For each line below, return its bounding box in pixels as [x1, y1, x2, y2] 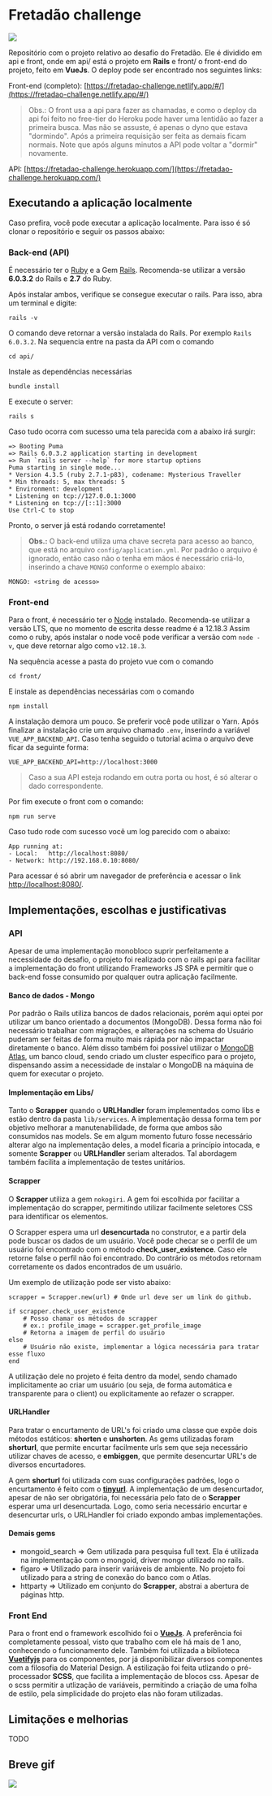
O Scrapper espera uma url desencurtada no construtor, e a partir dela [8, 1227, 247, 1236]
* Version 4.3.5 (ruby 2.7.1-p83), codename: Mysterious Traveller [8, 471, 242, 479]
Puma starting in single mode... [8, 464, 122, 472]
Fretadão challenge [8, 6, 142, 24]
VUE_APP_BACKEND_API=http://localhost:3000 [8, 758, 158, 767]
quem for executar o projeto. [8, 1069, 104, 1079]
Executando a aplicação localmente [8, 197, 192, 210]
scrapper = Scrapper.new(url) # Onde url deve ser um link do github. [8, 1293, 253, 1301]
